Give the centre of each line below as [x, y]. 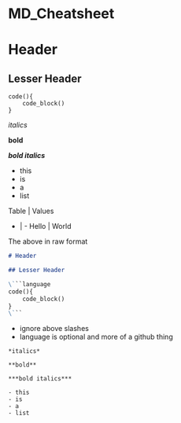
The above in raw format [48, 241]
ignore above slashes [54, 329]
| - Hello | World [45, 226]
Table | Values [31, 211]
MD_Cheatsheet [61, 14]
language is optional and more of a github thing [96, 337]
